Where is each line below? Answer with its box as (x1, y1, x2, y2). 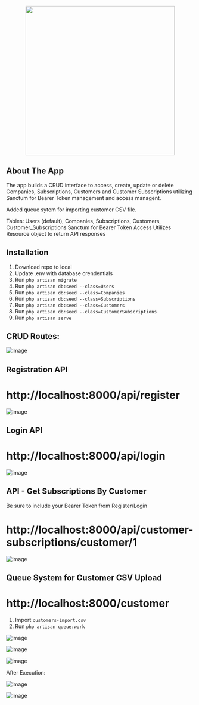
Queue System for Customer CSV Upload (6, 573, 162, 583)
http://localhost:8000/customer (6, 597, 170, 610)
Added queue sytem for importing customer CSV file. (6, 206, 137, 213)
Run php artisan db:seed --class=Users (14, 282, 114, 290)
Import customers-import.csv (14, 617, 86, 624)
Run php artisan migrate (14, 276, 77, 283)
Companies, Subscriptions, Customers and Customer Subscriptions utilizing (6, 188, 192, 195)
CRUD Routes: (6, 331, 60, 341)
